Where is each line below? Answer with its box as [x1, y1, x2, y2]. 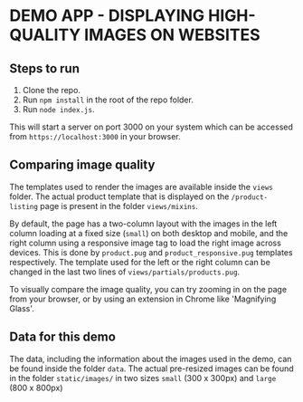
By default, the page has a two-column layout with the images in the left [9, 218, 278, 229]
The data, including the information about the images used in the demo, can [9, 353, 292, 364]
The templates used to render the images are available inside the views [9, 181, 274, 192]
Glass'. [9, 302, 34, 313]
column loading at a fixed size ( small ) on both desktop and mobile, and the [9, 227, 289, 238]
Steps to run [9, 61, 80, 76]
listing [9, 202, 39, 211]
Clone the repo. [22, 85, 81, 95]
